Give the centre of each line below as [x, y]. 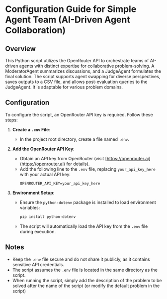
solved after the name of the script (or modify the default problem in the [86, 286]
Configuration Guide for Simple [71, 9]
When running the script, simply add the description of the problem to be [87, 280]
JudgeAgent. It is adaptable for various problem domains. [64, 87]
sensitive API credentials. [38, 264]
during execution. [38, 231]
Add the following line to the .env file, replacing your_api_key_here [87, 169]
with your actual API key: [45, 174]
